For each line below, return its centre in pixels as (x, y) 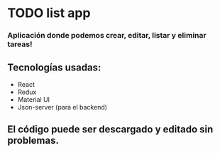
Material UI (34, 99)
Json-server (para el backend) (62, 107)
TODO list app (49, 13)
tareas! (20, 44)
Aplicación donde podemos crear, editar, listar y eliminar (107, 36)
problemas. (33, 141)
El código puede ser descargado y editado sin (110, 130)
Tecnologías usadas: (54, 67)
